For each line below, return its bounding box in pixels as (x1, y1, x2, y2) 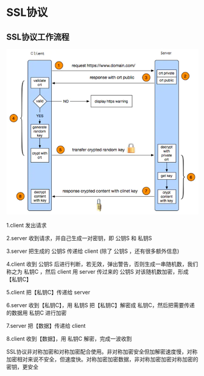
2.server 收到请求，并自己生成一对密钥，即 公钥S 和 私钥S (6, 234, 152, 241)
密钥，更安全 (6, 363, 38, 371)
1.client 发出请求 (6, 221, 47, 229)
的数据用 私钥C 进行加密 (6, 309, 67, 316)
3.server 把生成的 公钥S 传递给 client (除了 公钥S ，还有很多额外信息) (6, 247, 180, 255)
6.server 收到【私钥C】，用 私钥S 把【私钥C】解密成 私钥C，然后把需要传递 (6, 301, 195, 308)
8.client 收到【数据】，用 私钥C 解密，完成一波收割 (6, 335, 132, 342)
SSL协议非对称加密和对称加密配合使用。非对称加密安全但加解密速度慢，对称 (6, 348, 198, 355)
